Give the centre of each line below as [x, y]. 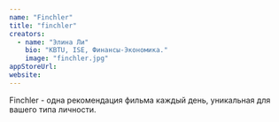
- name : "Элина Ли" [53, 42]
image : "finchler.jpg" [67, 58]
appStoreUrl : [33, 67]
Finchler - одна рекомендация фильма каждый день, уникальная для [140, 100]
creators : [27, 34]
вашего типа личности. [53, 109]
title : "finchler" [43, 26]
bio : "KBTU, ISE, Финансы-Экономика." [97, 50]
